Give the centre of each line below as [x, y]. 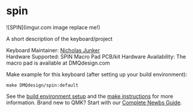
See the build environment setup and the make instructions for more [90, 96]
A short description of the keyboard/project [60, 39]
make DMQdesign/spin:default [42, 85]
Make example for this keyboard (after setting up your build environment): [97, 74]
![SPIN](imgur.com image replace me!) [53, 27]
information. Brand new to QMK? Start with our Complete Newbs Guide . [94, 103]
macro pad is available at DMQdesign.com [58, 63]
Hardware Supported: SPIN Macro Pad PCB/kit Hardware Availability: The [96, 56]
